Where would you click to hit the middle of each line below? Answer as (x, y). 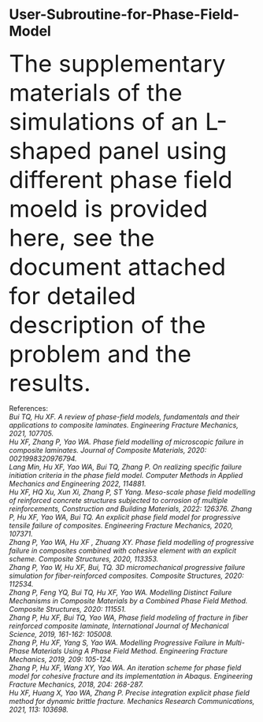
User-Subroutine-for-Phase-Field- (124, 15)
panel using (163, 150)
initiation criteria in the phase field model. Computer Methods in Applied (126, 475)
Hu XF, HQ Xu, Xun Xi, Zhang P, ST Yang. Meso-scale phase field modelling (132, 492)
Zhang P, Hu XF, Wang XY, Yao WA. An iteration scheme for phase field (125, 668)
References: (28, 408)
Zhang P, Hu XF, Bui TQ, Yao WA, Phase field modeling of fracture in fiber (129, 617)
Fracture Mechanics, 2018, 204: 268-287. (76, 684)
